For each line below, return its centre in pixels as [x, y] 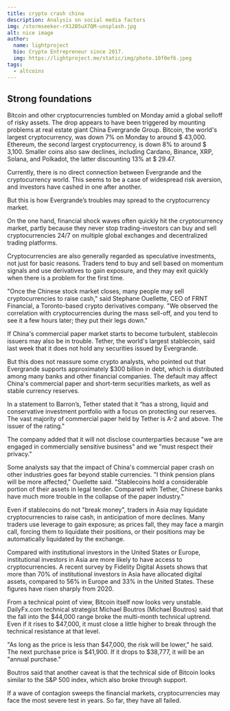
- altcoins [29, 71]
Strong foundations [50, 99]
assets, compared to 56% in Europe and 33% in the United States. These [111, 582]
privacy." [20, 454]
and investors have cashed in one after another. [74, 187]
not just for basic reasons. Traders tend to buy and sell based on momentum [115, 263]
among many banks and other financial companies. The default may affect [112, 376]
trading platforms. [32, 243]
